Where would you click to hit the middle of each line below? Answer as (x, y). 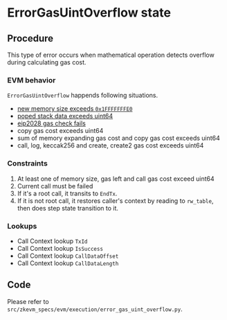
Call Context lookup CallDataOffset (68, 256)
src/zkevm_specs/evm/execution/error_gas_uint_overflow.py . (95, 309)
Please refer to (28, 301)
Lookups (22, 226)
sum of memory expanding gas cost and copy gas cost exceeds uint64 (118, 138)
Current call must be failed (55, 186)
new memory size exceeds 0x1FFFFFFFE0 (75, 109)
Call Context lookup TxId (52, 241)
